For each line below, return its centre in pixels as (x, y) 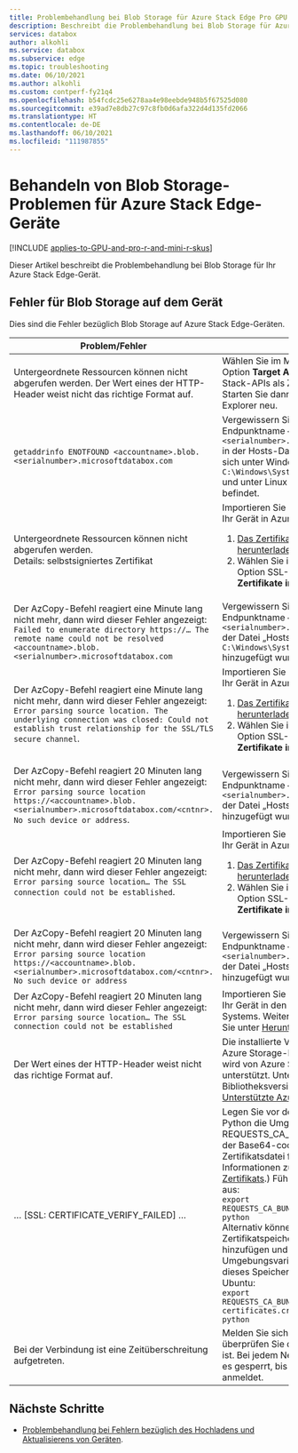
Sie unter (241, 1027)
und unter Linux (255, 482)
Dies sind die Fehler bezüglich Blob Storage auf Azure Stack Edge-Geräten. (147, 323)
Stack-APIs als (254, 383)
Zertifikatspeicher (259, 1238)
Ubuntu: (239, 1282)
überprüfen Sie (254, 1344)
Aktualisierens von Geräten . (73, 1440)
